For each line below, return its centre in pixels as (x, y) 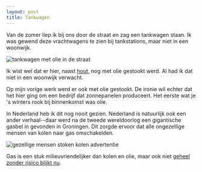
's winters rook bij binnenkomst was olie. (57, 102)
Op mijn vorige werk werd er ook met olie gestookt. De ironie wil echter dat (99, 89)
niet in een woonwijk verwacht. (45, 77)
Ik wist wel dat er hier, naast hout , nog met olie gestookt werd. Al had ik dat (99, 71)
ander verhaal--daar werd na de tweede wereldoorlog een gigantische (94, 120)
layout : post (23, 12)
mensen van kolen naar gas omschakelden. (60, 133)
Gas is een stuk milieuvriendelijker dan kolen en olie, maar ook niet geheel (98, 156)
